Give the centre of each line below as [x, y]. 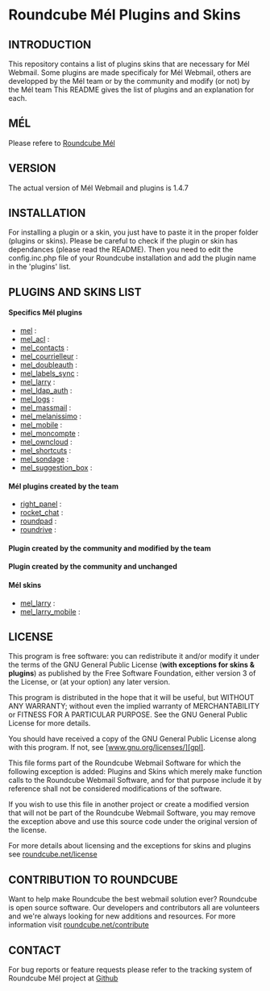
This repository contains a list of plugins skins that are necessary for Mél [129, 64]
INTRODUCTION [50, 45]
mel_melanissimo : [51, 416]
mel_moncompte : [50, 434]
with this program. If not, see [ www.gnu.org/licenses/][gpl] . [107, 747]
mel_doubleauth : [49, 365]
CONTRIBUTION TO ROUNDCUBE [93, 879]
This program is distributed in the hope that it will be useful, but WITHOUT [131, 697]
